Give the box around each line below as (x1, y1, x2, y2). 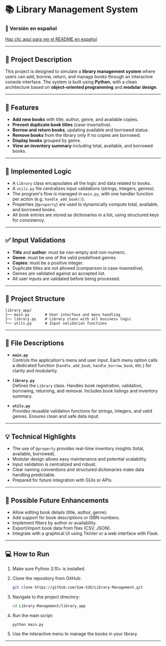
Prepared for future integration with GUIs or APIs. (12, 477, 113, 483)
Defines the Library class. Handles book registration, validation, (12, 383, 143, 389)
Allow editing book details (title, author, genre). (12, 509, 108, 515)
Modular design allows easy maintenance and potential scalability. (12, 456, 147, 462)
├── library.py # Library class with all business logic (5, 316, 132, 321)
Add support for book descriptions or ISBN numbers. (12, 514, 120, 521)
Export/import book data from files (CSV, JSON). (12, 525, 111, 531)
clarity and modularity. (12, 368, 58, 374)
